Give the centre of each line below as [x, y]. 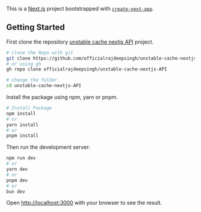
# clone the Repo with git [40, 53]
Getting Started [36, 27]
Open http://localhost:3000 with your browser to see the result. [84, 203]
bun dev [16, 191]
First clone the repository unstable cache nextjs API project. [80, 42]
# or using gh [24, 64]
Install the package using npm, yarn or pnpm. [62, 97]
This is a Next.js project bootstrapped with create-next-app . [80, 9]
